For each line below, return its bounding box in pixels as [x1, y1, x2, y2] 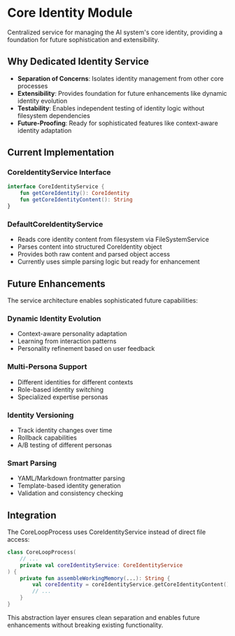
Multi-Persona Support [7, 362, 87, 372]
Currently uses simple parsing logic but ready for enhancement [17, 257, 201, 266]
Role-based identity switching [17, 385, 104, 393]
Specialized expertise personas [17, 393, 108, 401]
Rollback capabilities [17, 433, 77, 442]
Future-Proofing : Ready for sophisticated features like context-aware [17, 119, 218, 127]
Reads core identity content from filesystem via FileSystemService [17, 236, 210, 244]
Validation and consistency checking [17, 489, 124, 498]
